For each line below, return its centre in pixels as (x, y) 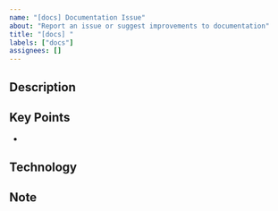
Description (42, 87)
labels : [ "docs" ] (42, 42)
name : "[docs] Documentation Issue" (77, 17)
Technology (43, 167)
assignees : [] (36, 51)
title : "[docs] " (42, 34)
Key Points (40, 117)
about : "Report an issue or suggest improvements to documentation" (139, 26)
